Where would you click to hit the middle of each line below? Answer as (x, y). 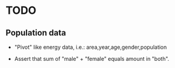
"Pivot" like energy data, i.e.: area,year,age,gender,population (91, 47)
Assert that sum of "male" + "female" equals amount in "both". (92, 59)
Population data (36, 33)
